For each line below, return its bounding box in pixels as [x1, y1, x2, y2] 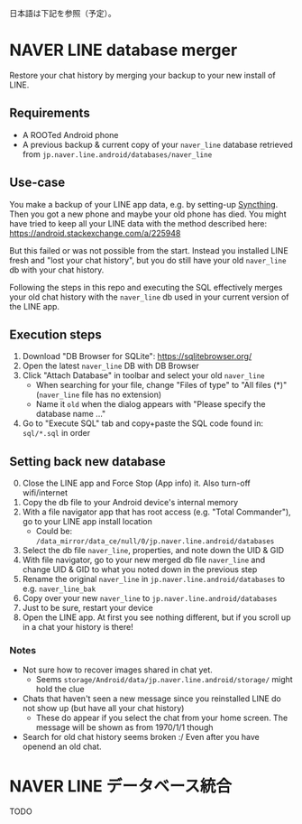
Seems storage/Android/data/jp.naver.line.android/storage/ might [35, 674, 293, 685]
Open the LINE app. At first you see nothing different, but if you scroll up [22, 612, 291, 623]
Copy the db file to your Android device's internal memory [22, 497, 239, 508]
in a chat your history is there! [22, 622, 133, 633]
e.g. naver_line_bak [22, 583, 96, 594]
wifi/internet [22, 487, 69, 498]
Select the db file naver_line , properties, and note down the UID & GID [22, 545, 285, 556]
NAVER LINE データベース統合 [9, 775, 233, 796]
